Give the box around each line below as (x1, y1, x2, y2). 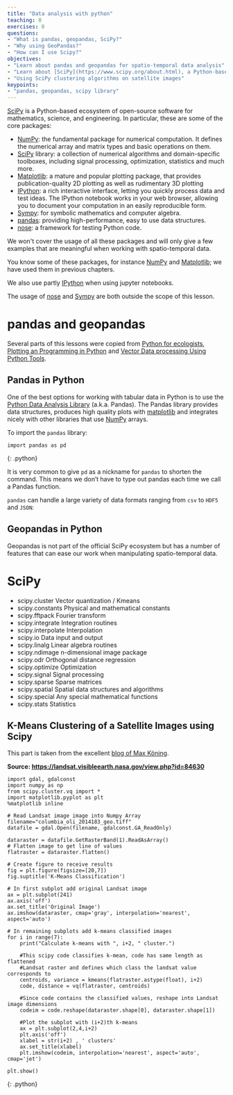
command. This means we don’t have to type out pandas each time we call (7, 475, 221, 483)
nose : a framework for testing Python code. (17, 224, 142, 232)
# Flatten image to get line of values (7, 843, 123, 850)
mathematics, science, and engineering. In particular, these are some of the (7, 114, 223, 122)
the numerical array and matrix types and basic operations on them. (17, 142, 212, 151)
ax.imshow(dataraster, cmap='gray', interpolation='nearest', (7, 909, 191, 917)
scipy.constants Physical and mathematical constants (17, 604, 171, 612)
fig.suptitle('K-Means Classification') (7, 873, 126, 880)
